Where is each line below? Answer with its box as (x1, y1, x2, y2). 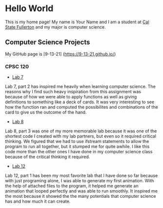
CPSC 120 (5, 63, 29, 70)
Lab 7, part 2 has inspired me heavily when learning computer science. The (5, 83, 156, 90)
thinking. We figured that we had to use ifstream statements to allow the (5, 139, 149, 144)
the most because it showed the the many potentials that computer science (5, 193, 156, 199)
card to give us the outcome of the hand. (5, 110, 87, 115)
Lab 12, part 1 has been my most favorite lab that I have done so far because (5, 173, 158, 178)
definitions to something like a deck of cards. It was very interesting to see (5, 99, 155, 105)
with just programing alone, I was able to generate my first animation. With (5, 178, 154, 184)
